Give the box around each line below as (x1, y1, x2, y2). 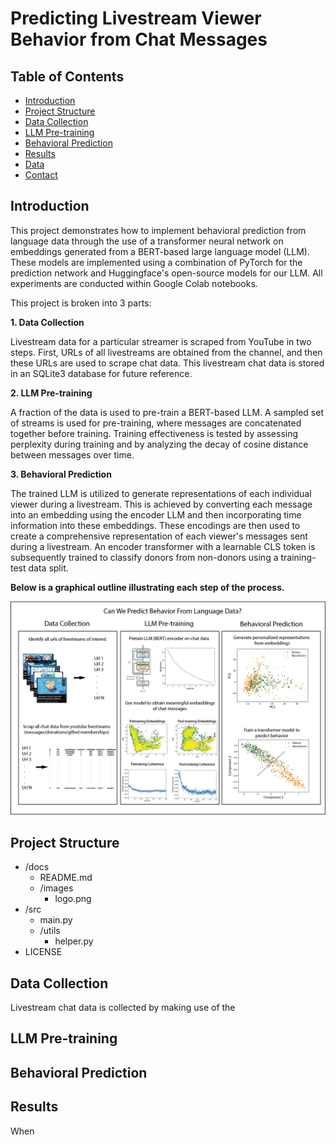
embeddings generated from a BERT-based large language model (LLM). (10, 245, 310, 257)
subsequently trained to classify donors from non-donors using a (10, 551, 279, 563)
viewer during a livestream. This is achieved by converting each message (10, 498, 313, 510)
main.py (39, 914, 73, 926)
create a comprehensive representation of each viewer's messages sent (10, 530, 308, 542)
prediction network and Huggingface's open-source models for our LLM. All (10, 267, 323, 279)
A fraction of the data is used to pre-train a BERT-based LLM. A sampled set (10, 406, 324, 418)
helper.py (54, 935, 94, 947)
